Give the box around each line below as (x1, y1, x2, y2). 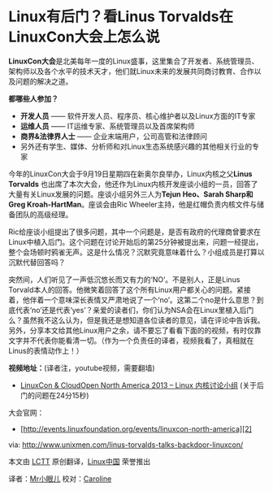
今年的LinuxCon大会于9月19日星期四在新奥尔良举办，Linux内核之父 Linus (8, 168, 253, 179)
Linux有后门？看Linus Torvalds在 (8, 7, 234, 26)
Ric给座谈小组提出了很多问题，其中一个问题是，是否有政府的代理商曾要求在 (8, 227, 262, 237)
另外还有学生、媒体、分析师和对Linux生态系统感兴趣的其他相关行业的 (19, 141, 253, 151)
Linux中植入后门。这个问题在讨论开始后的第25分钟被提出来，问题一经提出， (8, 237, 263, 246)
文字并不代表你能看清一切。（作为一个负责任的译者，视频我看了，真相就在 (8, 335, 254, 345)
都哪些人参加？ (8, 93, 58, 103)
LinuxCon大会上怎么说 (8, 28, 160, 46)
